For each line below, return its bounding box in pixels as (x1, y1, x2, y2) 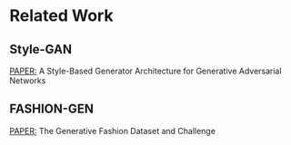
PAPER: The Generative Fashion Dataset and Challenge (9, 125, 216, 136)
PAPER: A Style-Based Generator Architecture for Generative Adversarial (9, 65, 282, 76)
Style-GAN (9, 42, 73, 57)
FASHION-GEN (9, 101, 94, 117)
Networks (9, 75, 46, 86)
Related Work (9, 5, 114, 26)
